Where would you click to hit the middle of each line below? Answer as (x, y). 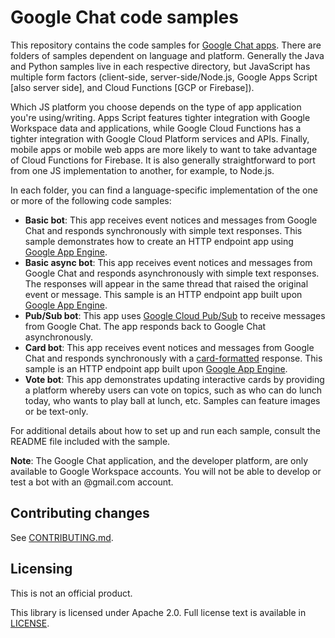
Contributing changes (80, 513)
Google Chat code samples (124, 17)
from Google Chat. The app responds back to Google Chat (145, 326)
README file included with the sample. (90, 441)
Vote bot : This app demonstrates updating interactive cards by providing (174, 379)
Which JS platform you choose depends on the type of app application (156, 107)
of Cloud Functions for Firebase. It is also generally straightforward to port (163, 160)
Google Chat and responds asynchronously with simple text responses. (172, 273)
